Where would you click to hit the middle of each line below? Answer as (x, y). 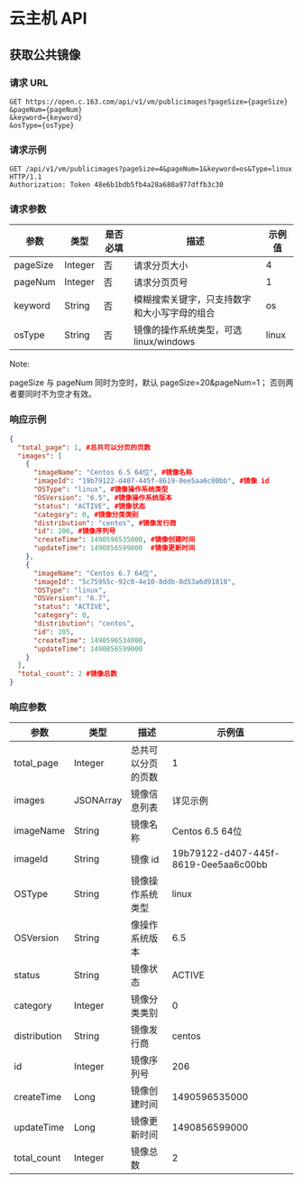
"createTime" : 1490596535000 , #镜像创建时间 (114, 540)
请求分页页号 (161, 282)
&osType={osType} (42, 125)
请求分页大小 (161, 265)
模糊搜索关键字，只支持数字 (193, 300)
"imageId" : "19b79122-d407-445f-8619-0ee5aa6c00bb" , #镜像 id (151, 481)
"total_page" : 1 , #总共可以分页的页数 (84, 448)
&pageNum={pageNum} (46, 109)
